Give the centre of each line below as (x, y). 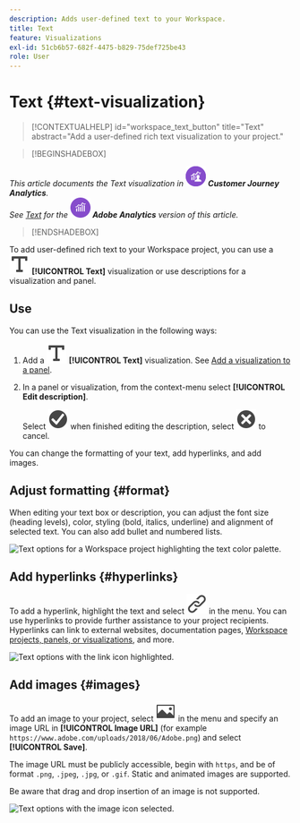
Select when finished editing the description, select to (144, 426)
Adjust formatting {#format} (90, 491)
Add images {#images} (75, 685)
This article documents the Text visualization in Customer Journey (144, 184)
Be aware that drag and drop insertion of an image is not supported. (135, 792)
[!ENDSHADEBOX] (65, 232)
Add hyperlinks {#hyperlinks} (94, 577)
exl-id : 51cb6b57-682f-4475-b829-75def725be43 (98, 47)
